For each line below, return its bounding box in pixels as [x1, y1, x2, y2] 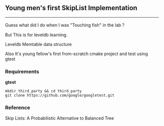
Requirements [5, 68, 40, 75]
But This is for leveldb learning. [5, 32, 68, 38]
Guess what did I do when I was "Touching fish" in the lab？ [5, 22, 125, 28]
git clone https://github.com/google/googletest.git [5, 93, 115, 98]
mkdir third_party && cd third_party [5, 89, 82, 94]
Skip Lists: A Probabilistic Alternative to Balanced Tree [5, 115, 114, 121]
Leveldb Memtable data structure [5, 41, 72, 47]
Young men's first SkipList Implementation [5, 4, 138, 12]
